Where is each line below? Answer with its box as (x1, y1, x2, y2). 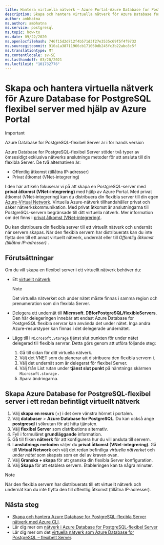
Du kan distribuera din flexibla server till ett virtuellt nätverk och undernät (5, 224, 152, 230)
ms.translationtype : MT (5, 48, 54, 53)
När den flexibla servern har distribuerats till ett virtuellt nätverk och (5, 481, 142, 487)
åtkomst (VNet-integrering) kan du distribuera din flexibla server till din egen (5, 194, 159, 200)
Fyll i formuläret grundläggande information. (12, 431, 102, 437)
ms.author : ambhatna (5, 21, 47, 26)
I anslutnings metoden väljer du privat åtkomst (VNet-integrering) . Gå (12, 441, 157, 447)
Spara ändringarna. (19, 375, 59, 381)
